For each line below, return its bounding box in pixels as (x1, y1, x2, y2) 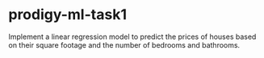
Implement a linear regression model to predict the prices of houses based (8, 32, 257, 41)
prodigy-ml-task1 (8, 6, 128, 24)
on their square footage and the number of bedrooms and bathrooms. (8, 40, 241, 49)
